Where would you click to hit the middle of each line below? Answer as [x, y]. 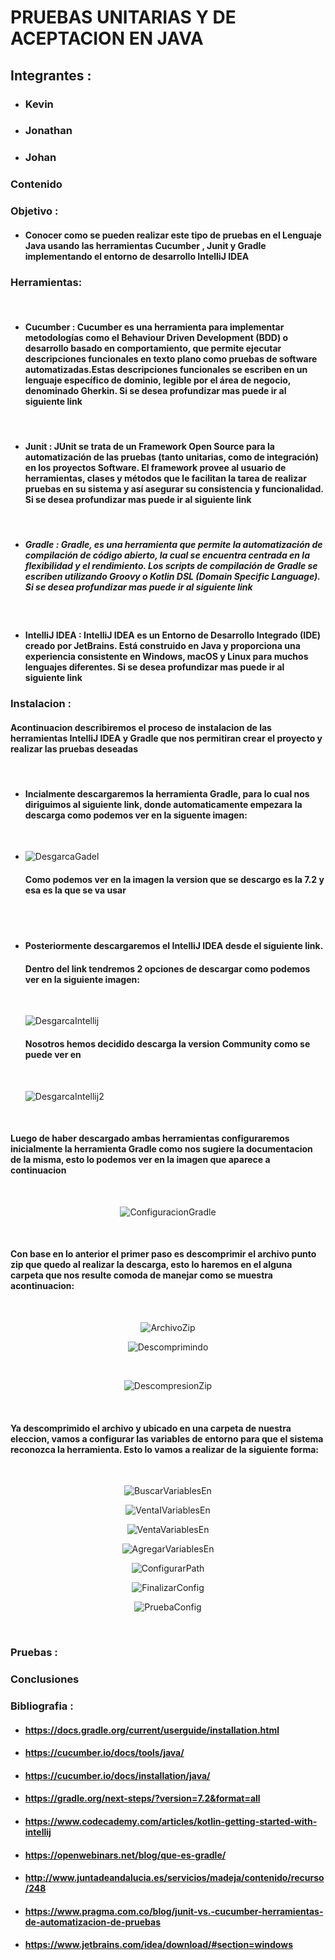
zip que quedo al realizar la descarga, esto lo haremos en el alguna [151, 1265]
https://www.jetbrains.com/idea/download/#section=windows [158, 1945]
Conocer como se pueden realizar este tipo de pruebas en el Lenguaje [173, 235]
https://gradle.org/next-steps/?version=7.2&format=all [142, 1798]
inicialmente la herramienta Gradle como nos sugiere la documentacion [161, 1149]
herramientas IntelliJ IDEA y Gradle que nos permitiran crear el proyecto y [166, 738]
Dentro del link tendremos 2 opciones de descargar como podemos [167, 968]
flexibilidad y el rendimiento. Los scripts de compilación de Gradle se [171, 566]
